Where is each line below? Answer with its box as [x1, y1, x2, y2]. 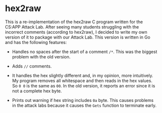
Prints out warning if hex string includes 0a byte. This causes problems [12, 97, 154, 103]
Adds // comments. [12, 63, 52, 69]
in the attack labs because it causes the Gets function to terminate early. [12, 102, 157, 108]
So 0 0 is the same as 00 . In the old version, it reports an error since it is [12, 83, 155, 88]
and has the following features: [5, 39, 67, 45]
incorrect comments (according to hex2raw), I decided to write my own [5, 29, 147, 35]
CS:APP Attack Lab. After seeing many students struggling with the [5, 24, 139, 29]
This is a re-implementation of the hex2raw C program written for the [5, 19, 143, 25]
